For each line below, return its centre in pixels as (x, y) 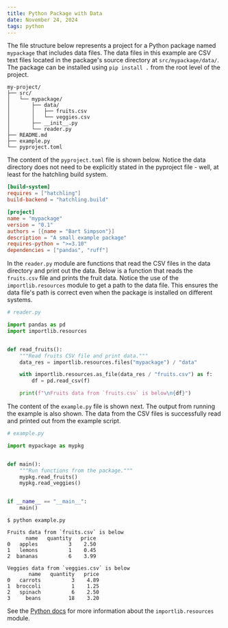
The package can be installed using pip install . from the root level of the (114, 67)
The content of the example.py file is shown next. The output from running (111, 406)
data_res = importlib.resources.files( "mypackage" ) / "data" (108, 362)
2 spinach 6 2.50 (53, 592)
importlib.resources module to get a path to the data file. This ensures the (113, 286)
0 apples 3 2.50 (52, 544)
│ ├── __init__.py (42, 123)
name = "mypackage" (35, 218)
